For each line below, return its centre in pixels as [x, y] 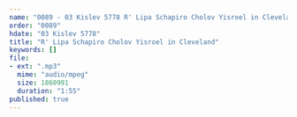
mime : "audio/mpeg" [53, 75]
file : [19, 58]
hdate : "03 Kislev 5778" [55, 33]
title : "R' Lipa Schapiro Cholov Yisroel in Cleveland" [114, 42]
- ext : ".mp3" [35, 67]
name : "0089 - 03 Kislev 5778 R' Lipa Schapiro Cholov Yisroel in [134, 17]
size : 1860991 [43, 83]
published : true [39, 99]
